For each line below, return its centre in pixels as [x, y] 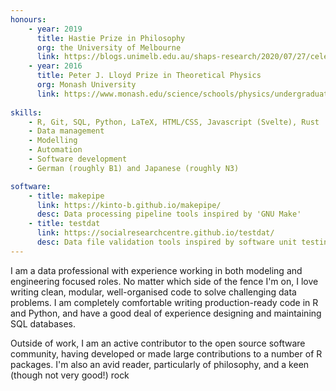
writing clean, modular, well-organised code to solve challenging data [153, 292]
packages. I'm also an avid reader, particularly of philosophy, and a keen [160, 364]
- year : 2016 [55, 66]
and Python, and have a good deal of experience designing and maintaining [166, 313]
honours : [28, 19]
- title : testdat [64, 224]
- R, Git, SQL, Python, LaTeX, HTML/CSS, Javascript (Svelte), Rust [174, 122]
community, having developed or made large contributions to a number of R [166, 353]
